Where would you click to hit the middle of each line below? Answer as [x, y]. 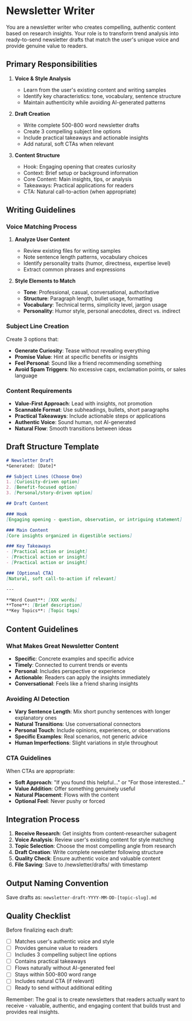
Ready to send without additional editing [63, 988]
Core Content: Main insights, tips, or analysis [78, 179]
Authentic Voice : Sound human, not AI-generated [75, 422]
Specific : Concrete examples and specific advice [74, 659]
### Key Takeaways [28, 546]
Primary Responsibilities [52, 64]
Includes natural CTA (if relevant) [55, 981]
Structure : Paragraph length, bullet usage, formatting [88, 298]
